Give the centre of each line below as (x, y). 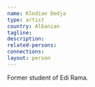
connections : (26, 52)
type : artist (26, 20)
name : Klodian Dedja (37, 13)
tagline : (20, 33)
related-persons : (32, 45)
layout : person (29, 58)
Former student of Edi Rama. (47, 77)
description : (26, 39)
